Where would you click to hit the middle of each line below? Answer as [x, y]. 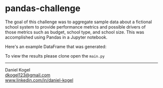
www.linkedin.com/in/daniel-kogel [39, 80]
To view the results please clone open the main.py [55, 56]
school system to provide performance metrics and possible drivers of [75, 27]
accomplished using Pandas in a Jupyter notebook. [56, 37]
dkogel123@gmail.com [28, 75]
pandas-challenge [43, 8]
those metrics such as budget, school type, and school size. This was [75, 32]
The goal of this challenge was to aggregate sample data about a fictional [78, 22]
